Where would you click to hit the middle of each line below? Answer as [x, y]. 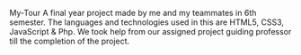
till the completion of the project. [70, 41]
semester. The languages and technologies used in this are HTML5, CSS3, [147, 22]
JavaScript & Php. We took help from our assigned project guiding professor [150, 31]
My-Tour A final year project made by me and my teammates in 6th [133, 13]
